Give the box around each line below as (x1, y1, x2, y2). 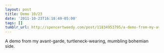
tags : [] (5, 20, 23, 26)
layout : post (5, 7, 32, 12)
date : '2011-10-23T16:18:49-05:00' (5, 16, 78, 21)
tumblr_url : (5, 25, 29, 30)
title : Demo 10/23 (5, 12, 42, 16)
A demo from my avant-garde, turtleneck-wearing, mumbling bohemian (5, 38, 149, 44)
